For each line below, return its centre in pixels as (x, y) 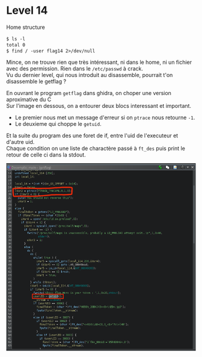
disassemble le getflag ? (36, 81)
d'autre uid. (20, 141)
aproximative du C (29, 99)
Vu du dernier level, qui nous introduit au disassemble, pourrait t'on (90, 75)
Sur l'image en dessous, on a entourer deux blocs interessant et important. (99, 105)
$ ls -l (16, 39)
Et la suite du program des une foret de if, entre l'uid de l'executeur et (92, 135)
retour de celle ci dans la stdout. (46, 155)
